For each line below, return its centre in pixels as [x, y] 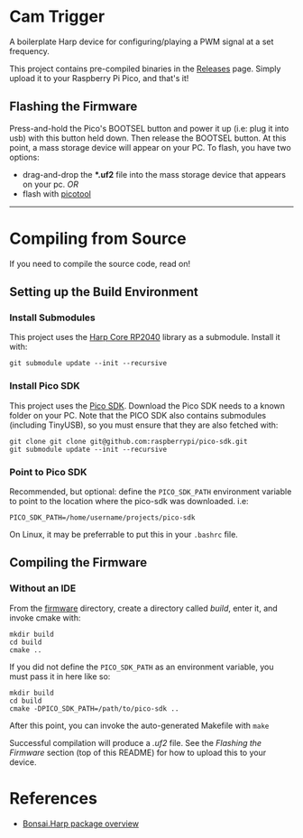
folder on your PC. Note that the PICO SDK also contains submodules [138, 415]
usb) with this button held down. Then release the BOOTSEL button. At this [148, 138]
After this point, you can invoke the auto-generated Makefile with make [139, 725]
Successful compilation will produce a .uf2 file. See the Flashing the [136, 742]
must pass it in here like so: [60, 676]
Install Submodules [53, 318]
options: [25, 157]
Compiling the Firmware [78, 562]
